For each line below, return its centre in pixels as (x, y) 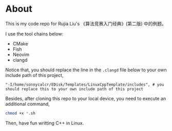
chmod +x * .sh (21, 113)
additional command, (27, 104)
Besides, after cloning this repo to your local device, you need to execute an (86, 98)
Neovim (21, 55)
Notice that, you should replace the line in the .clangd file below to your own (86, 70)
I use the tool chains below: (34, 34)
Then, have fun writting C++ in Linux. (45, 123)
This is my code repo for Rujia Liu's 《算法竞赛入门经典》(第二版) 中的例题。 (86, 23)
